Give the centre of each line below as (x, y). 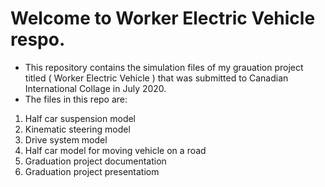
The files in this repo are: (76, 99)
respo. (38, 39)
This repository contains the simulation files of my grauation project (164, 67)
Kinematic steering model (77, 129)
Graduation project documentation (95, 161)
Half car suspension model (80, 118)
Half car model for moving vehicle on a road (115, 150)
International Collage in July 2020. (95, 88)
